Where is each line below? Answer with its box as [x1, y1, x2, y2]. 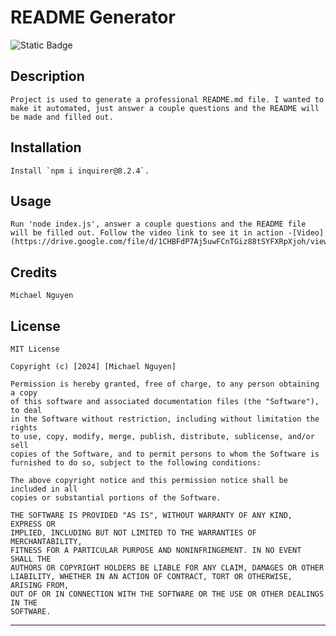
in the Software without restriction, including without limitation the [10, 414, 320, 424]
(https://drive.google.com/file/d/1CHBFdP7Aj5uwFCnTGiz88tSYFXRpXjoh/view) [10, 237, 333, 247]
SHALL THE [10, 554, 52, 564]
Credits [10, 264, 58, 281]
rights [10, 423, 38, 433]
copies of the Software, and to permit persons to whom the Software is [10, 449, 320, 459]
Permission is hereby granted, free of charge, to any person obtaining [10, 379, 320, 389]
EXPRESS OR [10, 519, 56, 529]
